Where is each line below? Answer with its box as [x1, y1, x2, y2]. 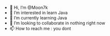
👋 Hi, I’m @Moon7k [9, 5, 48, 10]
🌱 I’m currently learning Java [9, 15, 67, 20]
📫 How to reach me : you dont [9, 26, 71, 31]
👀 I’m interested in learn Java [9, 10, 68, 16]
